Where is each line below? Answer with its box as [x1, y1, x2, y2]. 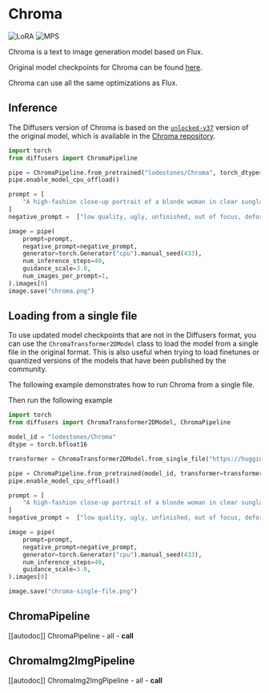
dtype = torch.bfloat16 [8, 440, 88, 449]
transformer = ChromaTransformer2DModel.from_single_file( [8, 455, 210, 463]
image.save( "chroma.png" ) [8, 286, 94, 295]
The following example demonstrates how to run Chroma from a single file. [8, 380, 255, 390]
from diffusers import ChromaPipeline [8, 154, 138, 162]
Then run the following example [8, 395, 113, 405]
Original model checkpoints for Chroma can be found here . [8, 62, 203, 72]
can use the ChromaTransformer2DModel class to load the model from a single [8, 338, 259, 349]
